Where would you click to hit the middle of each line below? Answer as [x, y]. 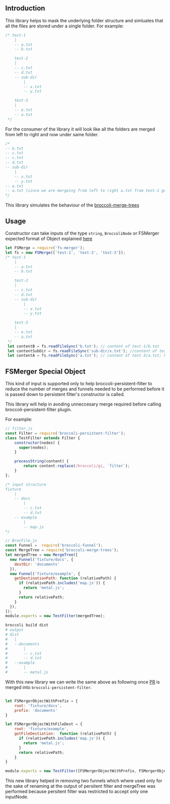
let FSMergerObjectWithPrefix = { [42, 701]
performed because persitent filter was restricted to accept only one [77, 791]
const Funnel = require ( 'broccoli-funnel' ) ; [54, 546]
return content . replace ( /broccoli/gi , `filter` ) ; [77, 466]
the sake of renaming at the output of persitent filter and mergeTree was [80, 786]
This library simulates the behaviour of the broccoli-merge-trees [72, 205]
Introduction [25, 8]
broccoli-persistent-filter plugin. [38, 410]
